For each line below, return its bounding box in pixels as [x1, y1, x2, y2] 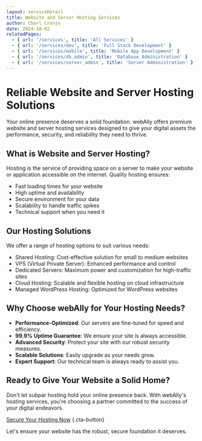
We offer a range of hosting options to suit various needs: [6, 242, 150, 249]
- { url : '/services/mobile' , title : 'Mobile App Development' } [11, 48, 180, 54]
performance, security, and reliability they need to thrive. [6, 131, 148, 138]
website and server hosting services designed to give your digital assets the [6, 124, 196, 132]
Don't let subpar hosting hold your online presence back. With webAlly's [6, 391, 186, 399]
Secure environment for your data [15, 196, 100, 203]
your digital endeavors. [6, 404, 64, 411]
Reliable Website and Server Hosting [6, 85, 194, 99]
